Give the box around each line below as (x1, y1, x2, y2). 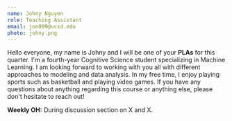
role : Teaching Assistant (7, 17, 82, 24)
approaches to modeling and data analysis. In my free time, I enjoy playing (7, 71, 220, 79)
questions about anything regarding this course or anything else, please (7, 85, 213, 93)
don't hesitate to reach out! (7, 93, 85, 101)
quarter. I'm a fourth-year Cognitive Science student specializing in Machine (7, 56, 226, 64)
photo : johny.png (7, 29, 58, 37)
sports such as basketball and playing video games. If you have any (7, 77, 201, 86)
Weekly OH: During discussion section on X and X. (7, 106, 153, 114)
